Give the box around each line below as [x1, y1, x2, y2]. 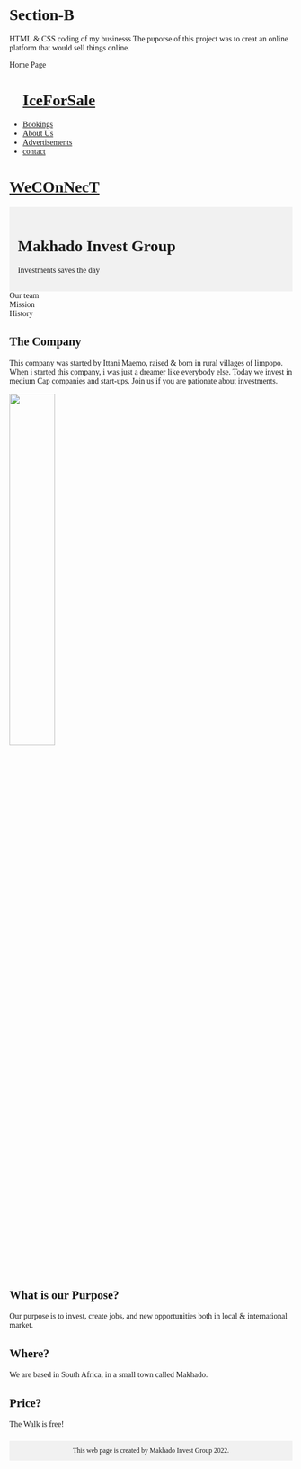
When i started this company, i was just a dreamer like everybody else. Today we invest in [9, 367, 293, 376]
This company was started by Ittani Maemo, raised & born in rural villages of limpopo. [9, 358, 283, 367]
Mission [9, 299, 36, 309]
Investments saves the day [17, 265, 101, 275]
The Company [9, 334, 82, 349]
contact [22, 146, 47, 156]
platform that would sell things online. [9, 42, 130, 52]
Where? [9, 1346, 49, 1361]
